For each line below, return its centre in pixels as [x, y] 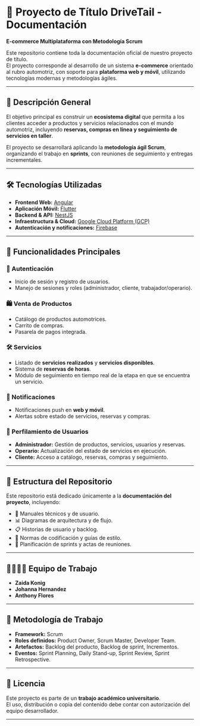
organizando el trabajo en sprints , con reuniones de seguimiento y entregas [100, 154]
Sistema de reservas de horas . [53, 369]
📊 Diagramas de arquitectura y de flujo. [64, 521]
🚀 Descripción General [49, 103]
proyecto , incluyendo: [33, 502]
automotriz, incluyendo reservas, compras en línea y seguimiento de [92, 129]
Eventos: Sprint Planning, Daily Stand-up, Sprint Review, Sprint [92, 653]
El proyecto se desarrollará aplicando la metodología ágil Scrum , [86, 147]
